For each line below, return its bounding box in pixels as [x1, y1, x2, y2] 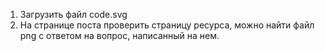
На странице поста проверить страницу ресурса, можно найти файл [19, 19, 315, 31]
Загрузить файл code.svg [19, 9, 128, 20]
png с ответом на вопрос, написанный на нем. [19, 30, 220, 41]
